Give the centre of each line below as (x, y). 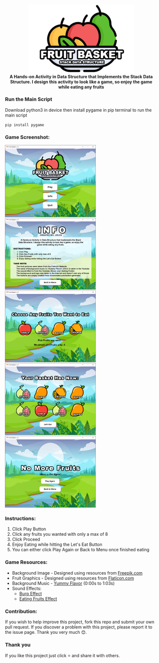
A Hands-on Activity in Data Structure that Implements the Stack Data (81, 76)
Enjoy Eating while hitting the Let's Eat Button (57, 544)
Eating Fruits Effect (38, 598)
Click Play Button (29, 529)
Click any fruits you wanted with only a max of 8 (60, 534)
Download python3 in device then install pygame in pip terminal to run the (79, 110)
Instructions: (21, 519)
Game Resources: (26, 562)
